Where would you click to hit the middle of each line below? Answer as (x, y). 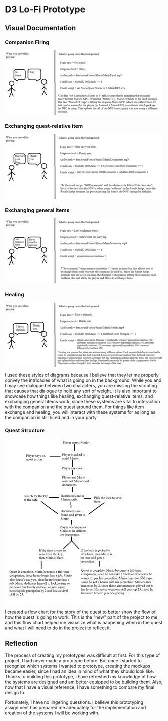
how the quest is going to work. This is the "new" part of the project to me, (82, 617)
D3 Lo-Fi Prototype (45, 9)
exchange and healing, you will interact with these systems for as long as (80, 412)
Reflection (22, 643)
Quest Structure (25, 430)
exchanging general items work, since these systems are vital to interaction (83, 401)
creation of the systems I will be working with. (52, 713)
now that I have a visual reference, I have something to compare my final (80, 687)
